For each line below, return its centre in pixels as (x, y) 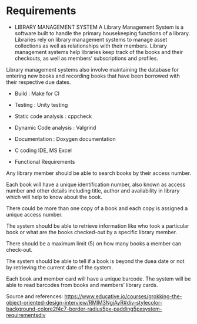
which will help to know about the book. (54, 197)
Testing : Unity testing (41, 104)
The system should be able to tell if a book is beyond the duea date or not (95, 261)
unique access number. (34, 214)
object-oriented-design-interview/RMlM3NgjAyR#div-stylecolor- (84, 302)
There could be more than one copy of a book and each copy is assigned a (97, 208)
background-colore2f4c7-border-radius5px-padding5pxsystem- (84, 309)
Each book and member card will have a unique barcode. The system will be (98, 279)
